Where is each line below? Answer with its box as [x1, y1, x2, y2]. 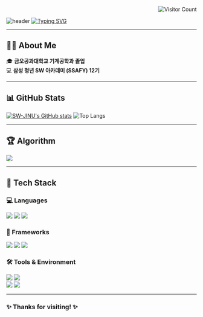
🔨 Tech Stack [6, 178, 57, 188]
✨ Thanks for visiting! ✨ [6, 303, 79, 311]
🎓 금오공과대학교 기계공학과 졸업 [6, 57, 85, 65]
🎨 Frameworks [6, 228, 50, 237]
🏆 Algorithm [6, 136, 56, 146]
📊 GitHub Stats [6, 93, 65, 103]
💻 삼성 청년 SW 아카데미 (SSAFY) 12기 [6, 66, 100, 74]
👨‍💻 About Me [6, 40, 57, 51]
